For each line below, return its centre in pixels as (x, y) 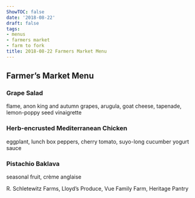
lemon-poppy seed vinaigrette (44, 113)
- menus (16, 35)
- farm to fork (25, 46)
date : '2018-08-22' (31, 18)
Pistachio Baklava (33, 163)
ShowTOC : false (25, 12)
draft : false (23, 23)
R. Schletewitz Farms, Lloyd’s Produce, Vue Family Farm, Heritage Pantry (97, 189)
